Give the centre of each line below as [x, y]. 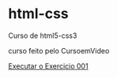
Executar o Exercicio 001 [48, 66]
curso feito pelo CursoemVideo [59, 50]
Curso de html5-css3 [43, 35]
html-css [38, 14]
